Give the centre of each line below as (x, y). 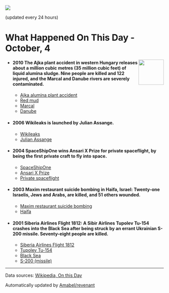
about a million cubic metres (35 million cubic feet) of (69, 68)
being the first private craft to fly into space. (60, 156)
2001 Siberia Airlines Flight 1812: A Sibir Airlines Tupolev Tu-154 (81, 223)
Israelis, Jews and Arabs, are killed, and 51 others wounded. (76, 195)
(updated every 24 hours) (32, 17)
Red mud (29, 101)
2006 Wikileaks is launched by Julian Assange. (63, 122)
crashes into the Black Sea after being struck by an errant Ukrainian (84, 228)
